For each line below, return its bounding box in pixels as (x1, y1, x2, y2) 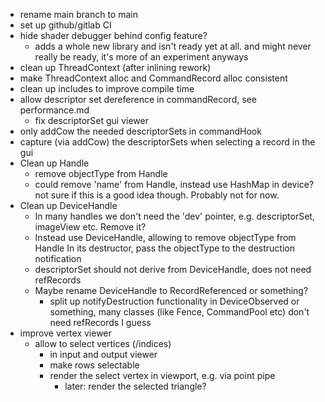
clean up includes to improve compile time (19, 83, 195, 94)
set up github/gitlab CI (19, 19, 112, 31)
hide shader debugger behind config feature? (19, 30, 208, 41)
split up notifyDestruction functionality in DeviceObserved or (49, 295, 300, 307)
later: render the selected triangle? (64, 380, 207, 392)
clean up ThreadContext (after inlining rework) (19, 62, 212, 73)
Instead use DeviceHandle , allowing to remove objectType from (34, 232, 297, 243)
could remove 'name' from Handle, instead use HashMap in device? (34, 179, 315, 190)
